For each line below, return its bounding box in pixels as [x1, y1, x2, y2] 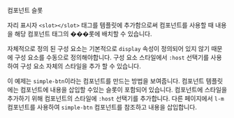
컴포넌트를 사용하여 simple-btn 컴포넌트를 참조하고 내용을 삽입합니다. [7, 103, 198, 111]
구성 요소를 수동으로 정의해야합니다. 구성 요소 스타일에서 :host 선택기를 [14, 53, 210, 61]
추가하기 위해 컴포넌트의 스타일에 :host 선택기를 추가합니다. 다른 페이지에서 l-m [7, 94, 225, 103]
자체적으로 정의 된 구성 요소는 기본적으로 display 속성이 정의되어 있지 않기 [7, 45, 210, 52]
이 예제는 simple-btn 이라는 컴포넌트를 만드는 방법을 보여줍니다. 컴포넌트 [7, 77, 205, 85]
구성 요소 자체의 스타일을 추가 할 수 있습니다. [20, 62, 142, 70]
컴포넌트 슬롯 [7, 6, 43, 14]
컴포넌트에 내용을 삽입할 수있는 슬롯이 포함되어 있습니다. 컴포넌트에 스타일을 [20, 86, 228, 94]
